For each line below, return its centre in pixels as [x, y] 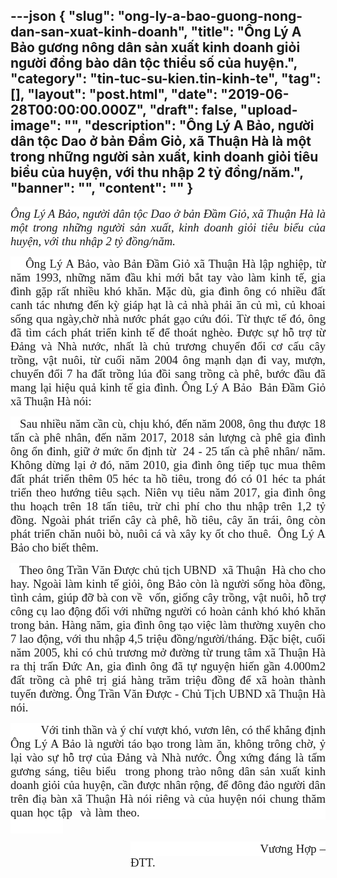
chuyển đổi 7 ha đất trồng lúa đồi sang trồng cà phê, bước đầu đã [168, 373]
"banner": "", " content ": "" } [102, 188]
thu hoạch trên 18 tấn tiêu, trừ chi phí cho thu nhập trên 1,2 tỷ [168, 506]
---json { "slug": [62, 16]
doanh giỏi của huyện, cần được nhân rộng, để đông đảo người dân [168, 784]
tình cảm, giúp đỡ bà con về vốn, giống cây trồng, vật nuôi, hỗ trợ [168, 597]
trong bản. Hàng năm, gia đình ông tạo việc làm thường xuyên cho [168, 624]
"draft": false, [193, 110]
